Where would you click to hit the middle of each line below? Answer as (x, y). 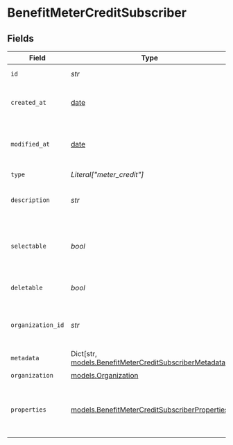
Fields (21, 39)
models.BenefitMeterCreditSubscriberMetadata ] (149, 362)
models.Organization (104, 375)
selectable (28, 246)
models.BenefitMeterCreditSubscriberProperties (149, 410)
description (31, 200)
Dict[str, (84, 354)
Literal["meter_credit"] (107, 174)
